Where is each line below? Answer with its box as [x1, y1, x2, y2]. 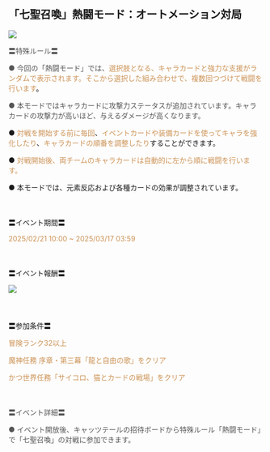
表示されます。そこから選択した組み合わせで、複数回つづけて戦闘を [36, 73, 263, 83]
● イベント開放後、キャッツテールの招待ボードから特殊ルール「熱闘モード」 [8, 424, 261, 434]
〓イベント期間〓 [8, 217, 65, 227]
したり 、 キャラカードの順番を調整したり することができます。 [15, 138, 221, 147]
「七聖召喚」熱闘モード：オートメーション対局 [8, 7, 243, 22]
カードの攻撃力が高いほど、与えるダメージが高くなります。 [8, 110, 205, 120]
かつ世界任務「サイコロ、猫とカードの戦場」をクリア [8, 372, 186, 382]
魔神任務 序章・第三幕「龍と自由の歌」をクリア [8, 355, 167, 365]
